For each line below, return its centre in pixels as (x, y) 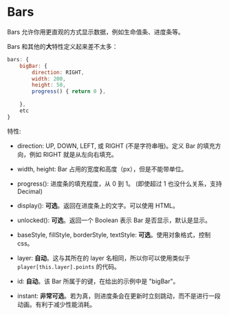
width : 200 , (49, 79)
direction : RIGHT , (58, 72)
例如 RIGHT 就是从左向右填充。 (74, 154)
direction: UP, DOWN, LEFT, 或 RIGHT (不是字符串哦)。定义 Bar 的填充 (116, 146)
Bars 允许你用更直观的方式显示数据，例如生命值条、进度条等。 (96, 32)
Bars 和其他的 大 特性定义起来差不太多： (63, 46)
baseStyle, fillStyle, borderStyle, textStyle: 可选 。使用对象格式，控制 (114, 235)
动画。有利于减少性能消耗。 (56, 304)
